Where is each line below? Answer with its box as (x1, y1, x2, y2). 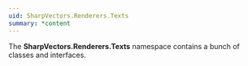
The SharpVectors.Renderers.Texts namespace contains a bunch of (8, 41, 240, 51)
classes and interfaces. (8, 50, 87, 60)
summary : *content (8, 19, 71, 27)
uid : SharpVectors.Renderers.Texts (8, 11, 129, 20)
